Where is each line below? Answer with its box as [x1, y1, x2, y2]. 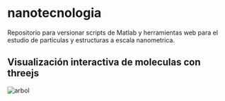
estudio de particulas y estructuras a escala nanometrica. [7, 35, 175, 44]
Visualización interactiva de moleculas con [7, 57, 201, 69]
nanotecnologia [7, 5, 102, 21]
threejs [7, 67, 40, 79]
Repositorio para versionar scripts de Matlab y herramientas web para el [7, 28, 218, 37]
